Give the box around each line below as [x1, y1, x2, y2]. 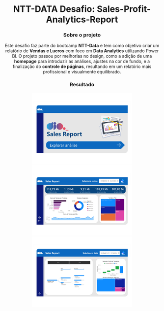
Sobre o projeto [63, 32, 101, 38]
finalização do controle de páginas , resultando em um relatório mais [12, 64, 152, 69]
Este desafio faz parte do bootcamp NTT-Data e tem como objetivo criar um [4, 43, 160, 49]
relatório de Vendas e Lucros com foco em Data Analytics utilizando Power [5, 48, 159, 54]
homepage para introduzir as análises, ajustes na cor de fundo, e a [14, 58, 150, 65]
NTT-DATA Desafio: [13, 3, 95, 15]
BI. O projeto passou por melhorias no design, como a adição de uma [12, 53, 152, 59]
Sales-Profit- [97, 3, 151, 15]
